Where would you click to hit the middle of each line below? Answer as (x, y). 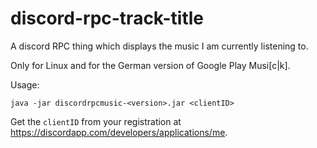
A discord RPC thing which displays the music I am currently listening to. (159, 46)
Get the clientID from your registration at (96, 121)
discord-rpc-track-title (107, 18)
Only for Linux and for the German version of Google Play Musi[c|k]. (150, 65)
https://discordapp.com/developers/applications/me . (119, 132)
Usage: (25, 84)
